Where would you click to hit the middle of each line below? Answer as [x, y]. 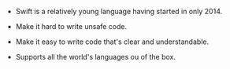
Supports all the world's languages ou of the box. [95, 57]
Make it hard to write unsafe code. [71, 26]
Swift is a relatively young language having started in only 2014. [119, 11]
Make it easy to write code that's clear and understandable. [112, 42]
